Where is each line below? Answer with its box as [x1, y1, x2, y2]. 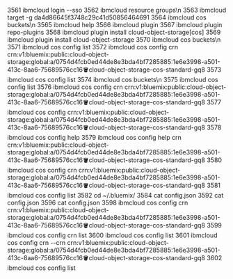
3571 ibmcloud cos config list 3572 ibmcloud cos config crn [7, 43, 179, 51]
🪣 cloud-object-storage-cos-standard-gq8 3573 [82, 65, 222, 74]
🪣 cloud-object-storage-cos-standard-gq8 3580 [82, 156, 223, 164]
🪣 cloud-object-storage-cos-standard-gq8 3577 [82, 98, 222, 106]
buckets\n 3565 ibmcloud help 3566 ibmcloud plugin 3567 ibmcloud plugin [7, 21, 223, 29]
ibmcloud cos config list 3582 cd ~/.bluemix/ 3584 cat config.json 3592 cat [7, 191, 224, 199]
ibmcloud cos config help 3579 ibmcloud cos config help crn [7, 134, 182, 141]
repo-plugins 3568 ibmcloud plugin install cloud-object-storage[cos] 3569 [7, 28, 221, 36]
